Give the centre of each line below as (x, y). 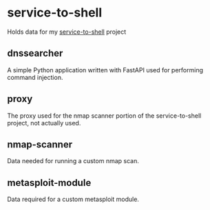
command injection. (35, 77)
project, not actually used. (44, 123)
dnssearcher (35, 53)
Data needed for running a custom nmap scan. (73, 161)
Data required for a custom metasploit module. (73, 199)
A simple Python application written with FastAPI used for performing (105, 70)
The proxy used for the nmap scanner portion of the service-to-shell (104, 116)
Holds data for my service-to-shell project (67, 32)
